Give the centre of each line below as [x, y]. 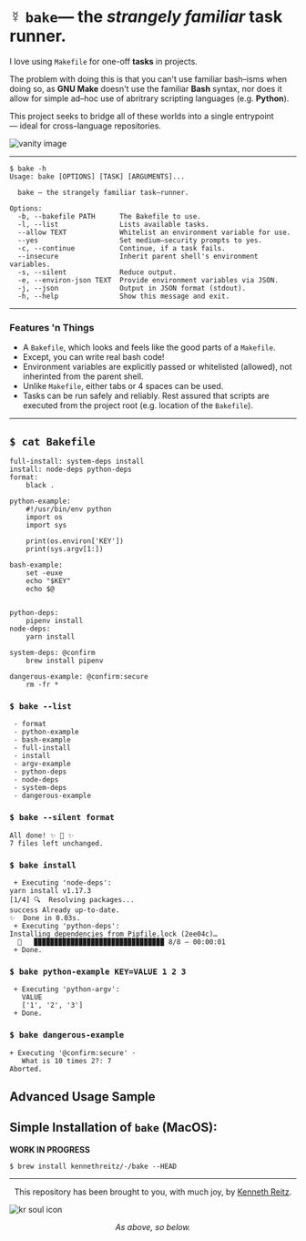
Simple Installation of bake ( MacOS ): [113, 1128]
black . [40, 486]
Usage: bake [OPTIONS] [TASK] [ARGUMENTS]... [97, 176]
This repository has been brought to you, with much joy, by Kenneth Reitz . [153, 1192]
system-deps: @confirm [52, 653]
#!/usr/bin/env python [69, 509]
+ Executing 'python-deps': [66, 926]
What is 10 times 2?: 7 [66, 1061]
